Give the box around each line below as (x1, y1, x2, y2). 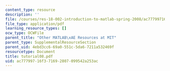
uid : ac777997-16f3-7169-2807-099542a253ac (5, 58, 99, 63)
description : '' (5, 12, 39, 17)
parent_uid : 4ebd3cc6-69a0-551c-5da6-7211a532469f (5, 44, 114, 49)
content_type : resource (5, 7, 56, 12)
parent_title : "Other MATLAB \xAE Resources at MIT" (5, 35, 116, 40)
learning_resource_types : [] (5, 26, 67, 31)
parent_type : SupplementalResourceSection (5, 40, 96, 45)
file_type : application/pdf (5, 21, 65, 26)
